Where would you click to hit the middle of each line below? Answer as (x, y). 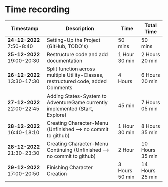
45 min (126, 105)
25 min (150, 177)
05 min (150, 108)
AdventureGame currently (77, 102)
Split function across (71, 69)
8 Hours (151, 126)
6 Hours (151, 75)
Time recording (38, 9)
